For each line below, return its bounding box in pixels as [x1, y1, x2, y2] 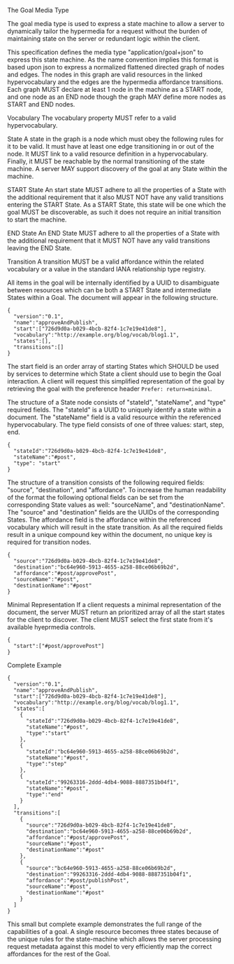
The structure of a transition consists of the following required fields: [7, 478, 205, 487]
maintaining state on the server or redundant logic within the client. [7, 34, 200, 43]
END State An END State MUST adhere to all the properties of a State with [7, 229, 220, 237]
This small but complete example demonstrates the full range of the [7, 920, 203, 928]
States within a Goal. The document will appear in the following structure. [7, 294, 219, 301]
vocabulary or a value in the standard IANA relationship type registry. [7, 265, 206, 273]
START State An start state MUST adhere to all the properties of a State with [7, 186, 226, 194]
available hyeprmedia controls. [7, 623, 96, 631]
